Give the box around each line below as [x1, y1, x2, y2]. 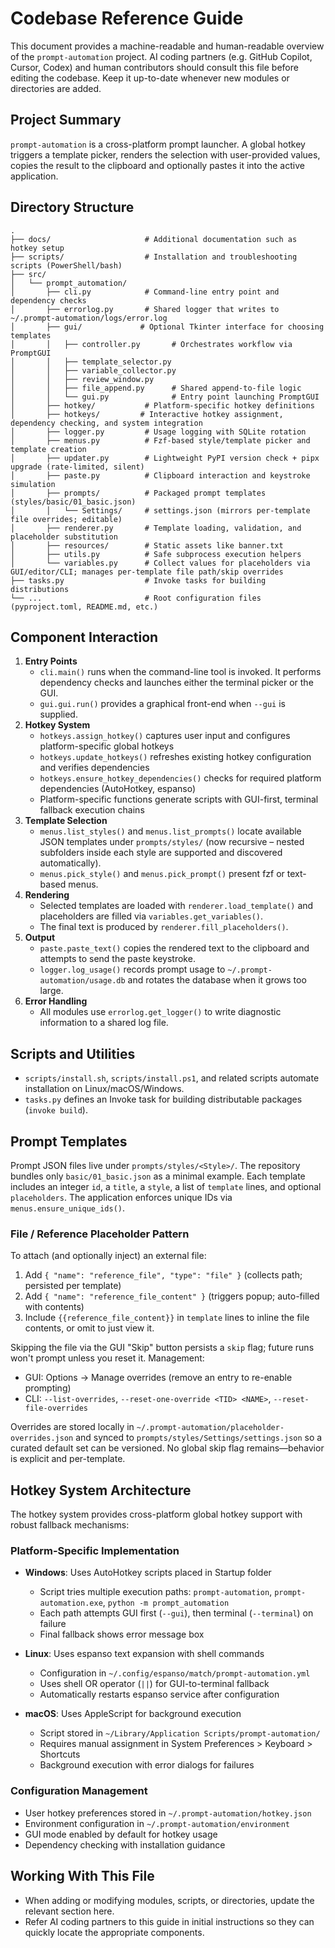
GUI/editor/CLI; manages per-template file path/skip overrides [10, 567, 284, 577]
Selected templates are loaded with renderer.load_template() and [39, 900, 314, 912]
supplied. [39, 708, 78, 721]
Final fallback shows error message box [39, 1628, 205, 1641]
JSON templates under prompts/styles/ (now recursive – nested [39, 836, 305, 848]
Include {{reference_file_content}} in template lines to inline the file [24, 1312, 310, 1324]
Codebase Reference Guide [10, 7, 244, 30]
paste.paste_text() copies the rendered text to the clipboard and [39, 942, 310, 954]
